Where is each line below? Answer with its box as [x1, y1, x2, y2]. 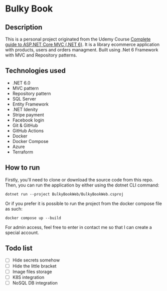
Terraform [12, 148, 33, 155]
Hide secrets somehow [12, 257, 60, 263]
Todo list [5, 244, 33, 252]
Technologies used [5, 66, 66, 75]
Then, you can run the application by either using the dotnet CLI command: [5, 182, 160, 188]
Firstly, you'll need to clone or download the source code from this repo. [5, 176, 154, 182]
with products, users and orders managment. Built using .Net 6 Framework [5, 47, 159, 52]
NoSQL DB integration [12, 279, 58, 285]
